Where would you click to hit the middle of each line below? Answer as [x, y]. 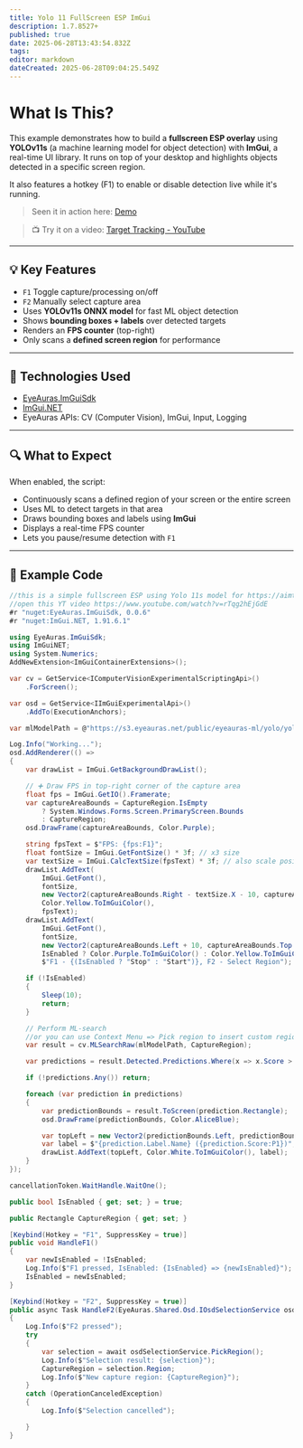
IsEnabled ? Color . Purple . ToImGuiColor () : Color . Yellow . [153, 954]
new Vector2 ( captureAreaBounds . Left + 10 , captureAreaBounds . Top [167, 945]
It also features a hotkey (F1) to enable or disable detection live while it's [143, 184]
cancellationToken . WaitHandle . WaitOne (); [88, 1186]
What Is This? [62, 113]
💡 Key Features [53, 270]
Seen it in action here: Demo [84, 211]
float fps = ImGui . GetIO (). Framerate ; [98, 794]
